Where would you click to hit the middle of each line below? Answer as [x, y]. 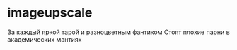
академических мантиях [45, 39]
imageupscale [50, 13]
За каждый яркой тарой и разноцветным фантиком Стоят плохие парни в [118, 32]
